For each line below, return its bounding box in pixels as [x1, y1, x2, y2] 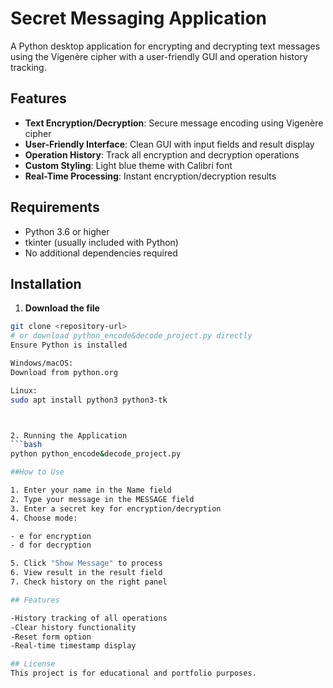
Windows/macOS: [10, 358, 74, 368]
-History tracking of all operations [10, 613, 168, 623]
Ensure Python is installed [10, 340, 128, 351]
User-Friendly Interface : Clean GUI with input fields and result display [24, 138, 315, 150]
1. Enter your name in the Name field [10, 485, 172, 495]
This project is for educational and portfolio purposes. [10, 668, 257, 679]
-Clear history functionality [10, 622, 137, 632]
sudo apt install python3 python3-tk [10, 395, 168, 405]
